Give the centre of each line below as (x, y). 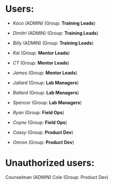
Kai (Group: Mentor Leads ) (41, 53)
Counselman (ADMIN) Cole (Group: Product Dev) (57, 177)
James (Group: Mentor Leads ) (45, 73)
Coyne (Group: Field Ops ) (40, 122)
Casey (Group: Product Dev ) (43, 132)
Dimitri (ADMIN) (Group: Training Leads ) (55, 33)
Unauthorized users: (50, 163)
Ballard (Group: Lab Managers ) (46, 92)
